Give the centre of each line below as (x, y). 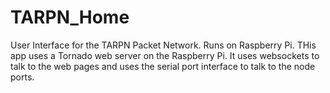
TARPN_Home (70, 17)
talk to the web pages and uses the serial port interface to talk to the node (163, 66)
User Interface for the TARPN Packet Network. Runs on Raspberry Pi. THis (163, 45)
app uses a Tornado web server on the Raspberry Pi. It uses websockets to (165, 55)
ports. (22, 77)
